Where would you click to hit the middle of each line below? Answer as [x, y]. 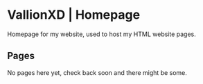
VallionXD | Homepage [74, 15]
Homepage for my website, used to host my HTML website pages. [101, 34]
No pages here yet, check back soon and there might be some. [97, 72]
